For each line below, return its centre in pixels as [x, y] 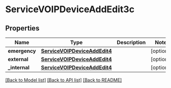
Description [131, 42]
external [18, 59]
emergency [22, 51]
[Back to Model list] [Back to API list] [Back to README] [64, 80]
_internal [19, 67]
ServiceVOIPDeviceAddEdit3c [70, 9]
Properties [22, 28]
